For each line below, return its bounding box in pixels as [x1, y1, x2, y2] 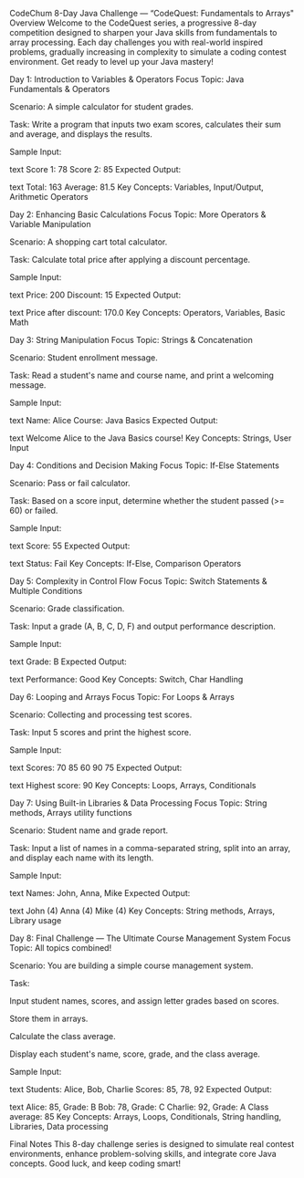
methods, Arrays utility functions [9, 808, 132, 818]
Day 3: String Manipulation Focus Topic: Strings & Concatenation [9, 335, 253, 345]
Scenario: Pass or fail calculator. [9, 478, 131, 488]
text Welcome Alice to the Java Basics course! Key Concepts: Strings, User [9, 433, 292, 443]
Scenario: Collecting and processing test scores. [9, 709, 193, 720]
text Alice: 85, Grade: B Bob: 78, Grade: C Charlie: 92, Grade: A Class [9, 1101, 269, 1112]
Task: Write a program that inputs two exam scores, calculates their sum [9, 119, 281, 130]
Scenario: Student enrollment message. [9, 352, 158, 363]
